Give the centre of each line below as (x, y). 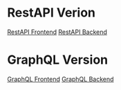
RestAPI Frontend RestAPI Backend (57, 32)
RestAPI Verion (51, 13)
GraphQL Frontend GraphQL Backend (60, 79)
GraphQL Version (58, 60)
